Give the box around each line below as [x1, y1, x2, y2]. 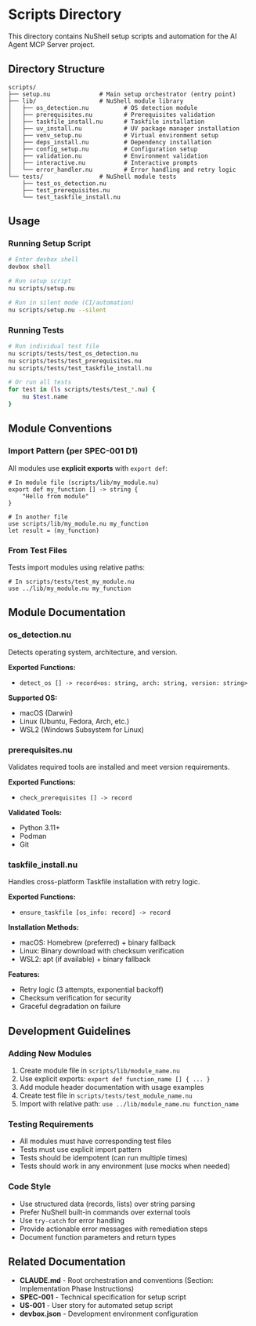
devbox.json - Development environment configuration [19, 1309, 198, 1319]
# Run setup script [8, 277, 72, 286]
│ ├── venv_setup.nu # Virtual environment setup [8, 131, 219, 139]
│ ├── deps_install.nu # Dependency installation [8, 138, 212, 146]
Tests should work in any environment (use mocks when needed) [19, 1161, 231, 1171]
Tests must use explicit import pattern [19, 1145, 142, 1154]
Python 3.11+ [19, 822, 61, 832]
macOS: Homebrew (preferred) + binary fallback [19, 938, 176, 947]
